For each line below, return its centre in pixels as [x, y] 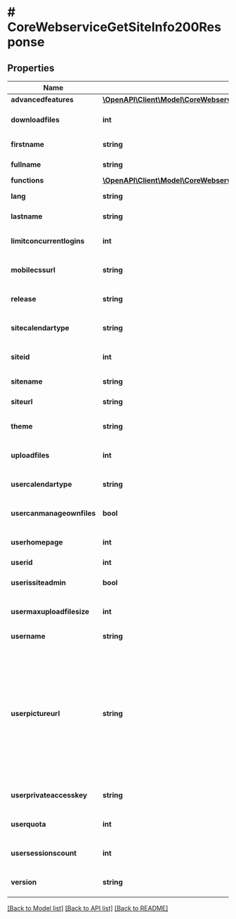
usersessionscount [44, 853]
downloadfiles [35, 120]
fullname [26, 164]
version [24, 882]
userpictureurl [35, 713]
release [24, 299]
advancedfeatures [42, 99]
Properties [31, 68]
